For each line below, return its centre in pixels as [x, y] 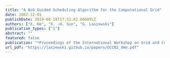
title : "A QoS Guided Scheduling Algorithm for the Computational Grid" [83, 10]
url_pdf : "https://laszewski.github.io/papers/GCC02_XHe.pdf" [72, 47]
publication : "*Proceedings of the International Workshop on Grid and [82, 43]
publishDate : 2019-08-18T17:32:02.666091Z [51, 19]
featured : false [22, 38]
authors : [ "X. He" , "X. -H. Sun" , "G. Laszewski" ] [60, 24]
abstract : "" [19, 33]
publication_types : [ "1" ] [32, 29]
